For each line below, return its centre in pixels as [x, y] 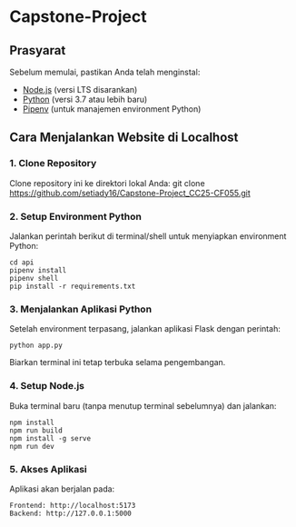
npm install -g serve [50, 438]
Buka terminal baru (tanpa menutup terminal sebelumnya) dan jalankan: [143, 405]
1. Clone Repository [53, 164]
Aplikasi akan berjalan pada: [62, 489]
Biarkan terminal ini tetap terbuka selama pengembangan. [118, 363]
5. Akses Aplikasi [49, 469]
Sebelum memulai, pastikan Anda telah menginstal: [105, 72]
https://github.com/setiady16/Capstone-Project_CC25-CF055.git [130, 193]
